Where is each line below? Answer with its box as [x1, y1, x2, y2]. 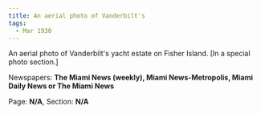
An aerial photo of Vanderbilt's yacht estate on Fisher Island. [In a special [8, 49, 251, 59]
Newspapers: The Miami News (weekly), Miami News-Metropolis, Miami [8, 73, 254, 83]
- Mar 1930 [15, 26, 52, 35]
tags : [8, 19, 27, 27]
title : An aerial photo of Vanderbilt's [8, 11, 146, 20]
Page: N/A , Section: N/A [8, 97, 89, 107]
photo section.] [8, 57, 59, 67]
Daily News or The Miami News [8, 81, 115, 91]
